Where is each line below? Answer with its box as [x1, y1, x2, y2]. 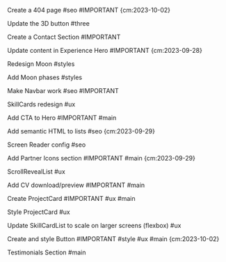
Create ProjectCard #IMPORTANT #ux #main [7, 195, 136, 202]
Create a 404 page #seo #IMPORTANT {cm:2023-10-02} [7, 6, 170, 14]
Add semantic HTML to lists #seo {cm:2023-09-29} [7, 127, 155, 135]
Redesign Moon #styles [7, 60, 75, 68]
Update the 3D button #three [7, 19, 90, 27]
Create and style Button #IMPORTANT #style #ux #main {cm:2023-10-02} [7, 235, 220, 243]
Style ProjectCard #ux [7, 208, 71, 216]
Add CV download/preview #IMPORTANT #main [7, 181, 145, 189]
